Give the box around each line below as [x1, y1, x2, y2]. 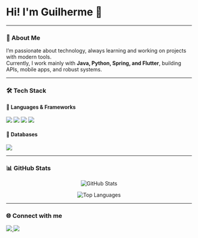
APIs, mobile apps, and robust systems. [6, 66, 102, 73]
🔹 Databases [6, 131, 38, 138]
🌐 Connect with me [6, 211, 62, 220]
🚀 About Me [6, 34, 41, 42]
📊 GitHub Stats [6, 164, 51, 172]
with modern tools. [6, 53, 52, 61]
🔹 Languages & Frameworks [6, 103, 76, 110]
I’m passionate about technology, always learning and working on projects [6, 47, 187, 54]
